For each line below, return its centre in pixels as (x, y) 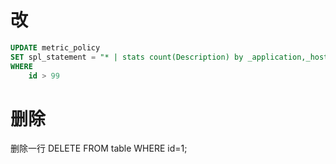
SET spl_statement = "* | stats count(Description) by (127, 57)
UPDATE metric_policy (55, 47)
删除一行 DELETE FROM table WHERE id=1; (99, 148)
